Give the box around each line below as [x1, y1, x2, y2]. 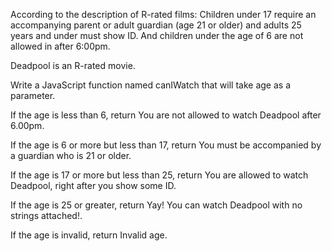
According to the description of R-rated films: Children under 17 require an [10, 9, 317, 20]
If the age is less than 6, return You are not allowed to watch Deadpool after [10, 109, 322, 121]
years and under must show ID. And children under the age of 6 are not [10, 30, 304, 41]
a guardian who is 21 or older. [10, 150, 132, 161]
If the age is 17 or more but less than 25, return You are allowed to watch [10, 169, 309, 181]
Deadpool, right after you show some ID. [10, 180, 177, 191]
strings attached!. [10, 210, 83, 221]
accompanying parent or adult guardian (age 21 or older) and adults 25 [10, 19, 302, 31]
